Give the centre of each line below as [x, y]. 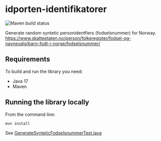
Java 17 [20, 81]
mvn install [18, 123]
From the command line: [30, 114]
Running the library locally [47, 102]
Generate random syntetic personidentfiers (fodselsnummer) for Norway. [81, 33]
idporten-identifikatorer [56, 9]
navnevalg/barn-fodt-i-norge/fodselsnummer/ [53, 43]
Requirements [28, 59]
